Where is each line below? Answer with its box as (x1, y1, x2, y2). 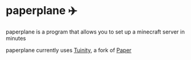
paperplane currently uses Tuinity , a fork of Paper (6, 46, 132, 54)
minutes (6, 34, 26, 42)
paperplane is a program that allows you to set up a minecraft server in (6, 28, 185, 36)
